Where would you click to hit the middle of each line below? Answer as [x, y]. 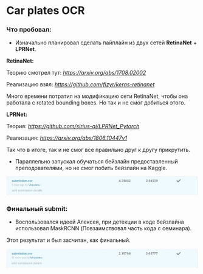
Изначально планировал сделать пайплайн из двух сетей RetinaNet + [106, 43]
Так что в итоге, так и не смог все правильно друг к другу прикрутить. [98, 150]
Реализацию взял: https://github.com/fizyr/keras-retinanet [81, 84]
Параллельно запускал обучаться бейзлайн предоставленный [96, 162]
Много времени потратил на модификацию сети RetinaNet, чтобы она [97, 96]
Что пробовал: [29, 30]
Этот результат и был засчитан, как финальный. [68, 240]
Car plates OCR [46, 11]
